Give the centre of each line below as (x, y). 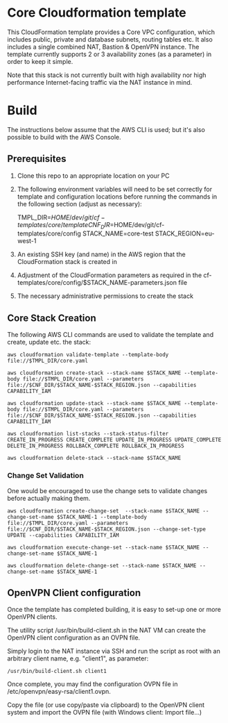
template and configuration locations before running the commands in (117, 197)
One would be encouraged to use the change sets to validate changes (107, 490)
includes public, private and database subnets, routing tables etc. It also (110, 39)
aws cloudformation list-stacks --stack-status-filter (88, 434)
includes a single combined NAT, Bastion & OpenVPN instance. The (103, 47)
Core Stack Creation (52, 318)
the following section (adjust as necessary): (79, 203)
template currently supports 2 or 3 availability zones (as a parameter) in (109, 54)
